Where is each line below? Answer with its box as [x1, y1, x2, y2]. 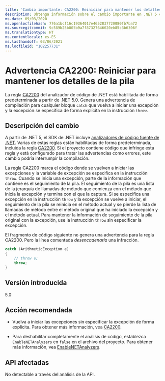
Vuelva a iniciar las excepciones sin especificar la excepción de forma [12, 319, 155, 325]
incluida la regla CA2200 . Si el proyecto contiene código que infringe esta [5, 145, 155, 151]
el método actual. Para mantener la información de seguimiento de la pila [5, 212, 153, 218]
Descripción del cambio [5, 121, 80, 130]
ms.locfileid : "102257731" [5, 44, 60, 49]
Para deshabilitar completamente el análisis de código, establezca [12, 334, 146, 340]
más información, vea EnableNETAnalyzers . [12, 344, 101, 350]
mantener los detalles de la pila [5, 75, 135, 87]
